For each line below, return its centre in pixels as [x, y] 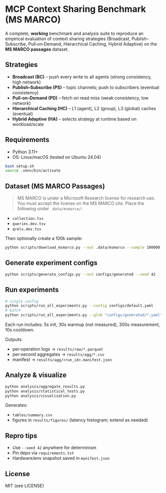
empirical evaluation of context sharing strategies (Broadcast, [68, 39]
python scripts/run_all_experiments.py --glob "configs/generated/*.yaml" [84, 315]
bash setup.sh [20, 166]
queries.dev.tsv [29, 224]
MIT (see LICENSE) [25, 486]
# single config [22, 301]
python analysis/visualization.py [41, 396]
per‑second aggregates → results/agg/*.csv [58, 354]
